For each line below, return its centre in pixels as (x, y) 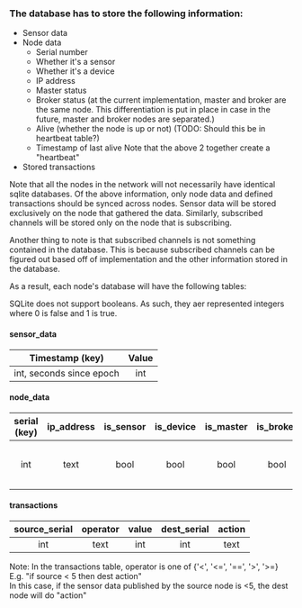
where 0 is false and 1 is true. (63, 313)
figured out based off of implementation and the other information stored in (149, 259)
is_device (175, 426)
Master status (61, 91)
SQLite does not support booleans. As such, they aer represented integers (147, 304)
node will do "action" (48, 595)
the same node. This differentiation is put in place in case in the (153, 110)
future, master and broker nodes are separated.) (125, 119)
